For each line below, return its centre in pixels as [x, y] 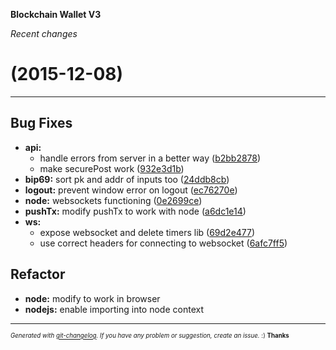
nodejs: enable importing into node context [114, 309]
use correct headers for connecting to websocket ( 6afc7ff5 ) [163, 243]
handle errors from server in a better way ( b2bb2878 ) [150, 158]
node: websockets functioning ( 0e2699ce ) [113, 200]
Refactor [38, 274]
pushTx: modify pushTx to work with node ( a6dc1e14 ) [135, 211]
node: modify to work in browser [92, 298]
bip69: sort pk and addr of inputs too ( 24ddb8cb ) [127, 179]
